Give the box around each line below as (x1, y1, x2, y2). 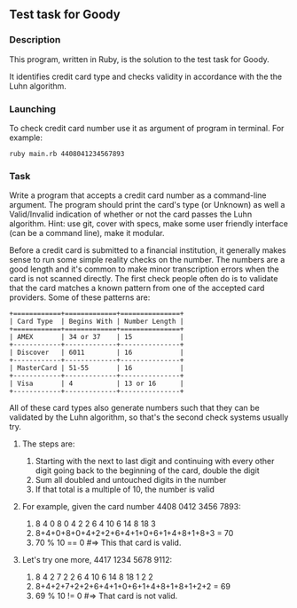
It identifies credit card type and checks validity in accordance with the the (9, 71, 282, 82)
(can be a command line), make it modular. (9, 228, 166, 239)
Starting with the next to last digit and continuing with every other (35, 456, 275, 467)
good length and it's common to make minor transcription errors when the (9, 264, 279, 274)
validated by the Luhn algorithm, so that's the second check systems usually (9, 412, 289, 422)
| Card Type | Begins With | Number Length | (9, 317, 184, 327)
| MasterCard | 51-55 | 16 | (9, 364, 184, 373)
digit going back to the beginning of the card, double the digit (35, 465, 260, 476)
